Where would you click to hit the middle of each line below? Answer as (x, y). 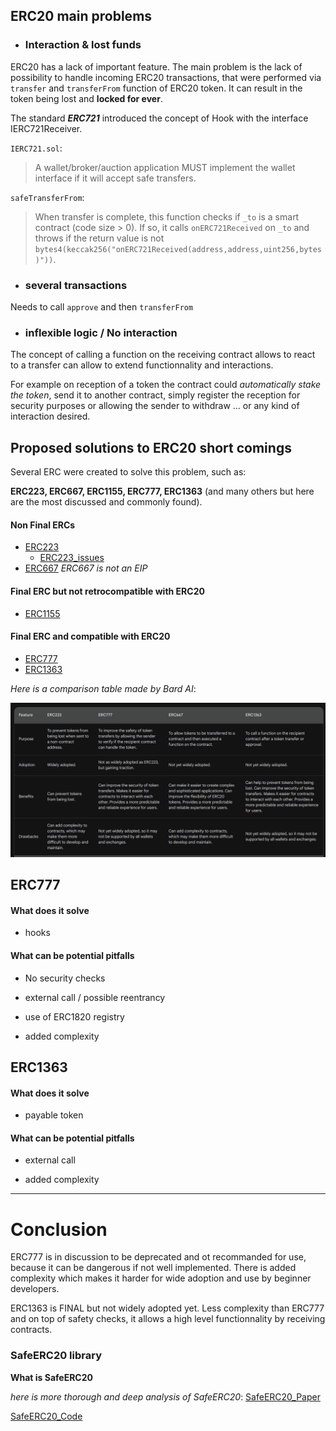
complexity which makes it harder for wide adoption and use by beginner (161, 1278)
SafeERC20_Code (46, 1416)
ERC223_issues (72, 558)
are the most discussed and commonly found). (106, 502)
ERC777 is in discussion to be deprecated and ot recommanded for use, (158, 1257)
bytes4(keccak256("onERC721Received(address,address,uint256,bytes (178, 249)
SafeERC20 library (56, 1356)
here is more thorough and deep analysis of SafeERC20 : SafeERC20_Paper (165, 1396)
